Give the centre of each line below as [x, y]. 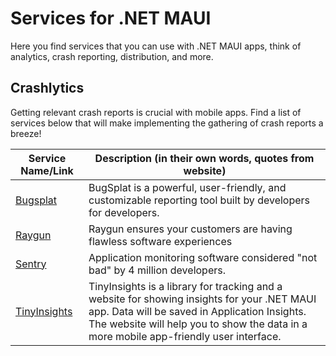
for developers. [124, 212]
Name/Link [47, 170]
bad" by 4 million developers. [157, 270]
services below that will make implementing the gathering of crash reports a [167, 123]
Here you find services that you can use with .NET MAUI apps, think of [156, 46]
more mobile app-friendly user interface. [185, 336]
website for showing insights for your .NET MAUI [202, 299]
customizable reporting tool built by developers [199, 200]
